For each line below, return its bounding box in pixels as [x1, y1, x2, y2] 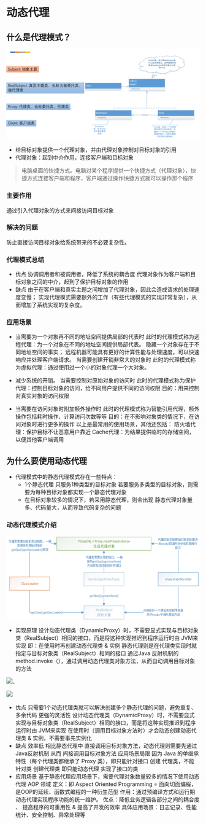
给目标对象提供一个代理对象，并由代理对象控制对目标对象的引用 [15, 146, 177, 154]
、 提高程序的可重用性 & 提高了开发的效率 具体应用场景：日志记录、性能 [15, 804, 197, 811]
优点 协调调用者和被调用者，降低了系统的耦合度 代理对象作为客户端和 [15, 271, 191, 278]
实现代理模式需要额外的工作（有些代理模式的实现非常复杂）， [38, 293, 192, 301]
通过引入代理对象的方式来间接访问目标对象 [6, 206, 114, 214]
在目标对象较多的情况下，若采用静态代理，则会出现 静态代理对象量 [24, 496, 193, 503]
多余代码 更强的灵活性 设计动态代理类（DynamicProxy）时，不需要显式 [15, 712, 195, 719]
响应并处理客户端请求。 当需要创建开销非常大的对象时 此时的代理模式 [15, 356, 191, 363]
